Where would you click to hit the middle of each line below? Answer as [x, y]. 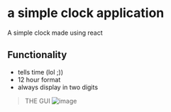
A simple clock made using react [55, 33]
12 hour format [39, 79]
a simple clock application [86, 13]
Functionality [37, 55]
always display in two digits [57, 87]
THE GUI [38, 101]
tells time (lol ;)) [40, 72]
